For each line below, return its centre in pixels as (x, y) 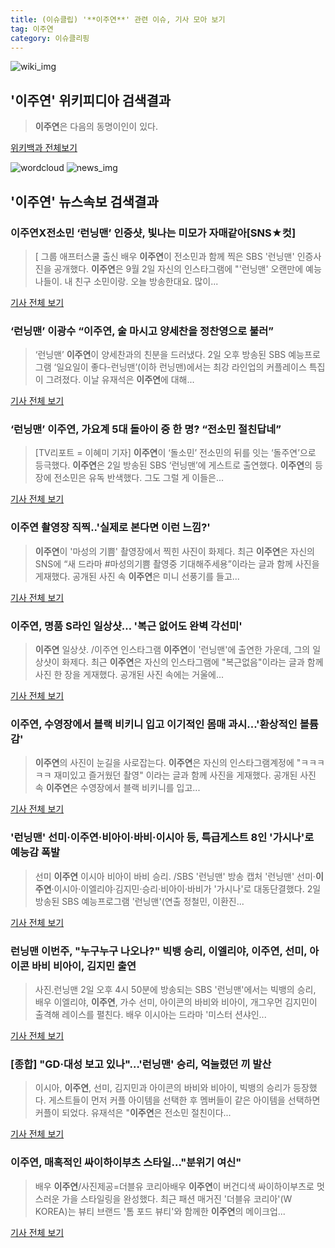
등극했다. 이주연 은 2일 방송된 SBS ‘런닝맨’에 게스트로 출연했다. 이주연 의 (173, 465)
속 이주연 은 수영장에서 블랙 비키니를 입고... (117, 788)
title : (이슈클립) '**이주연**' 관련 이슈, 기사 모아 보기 (118, 19)
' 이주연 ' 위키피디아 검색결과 (91, 100)
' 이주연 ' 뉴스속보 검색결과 (84, 201)
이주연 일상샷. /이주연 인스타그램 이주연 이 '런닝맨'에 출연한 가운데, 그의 (172, 650)
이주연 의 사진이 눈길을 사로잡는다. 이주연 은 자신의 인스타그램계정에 (164, 763)
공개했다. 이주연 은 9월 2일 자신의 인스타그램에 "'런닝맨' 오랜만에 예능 (187, 268)
